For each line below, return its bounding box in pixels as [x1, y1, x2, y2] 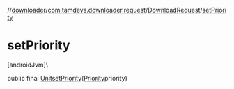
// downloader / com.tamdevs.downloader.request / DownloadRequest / [7, 6, 203, 14]
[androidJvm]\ [7, 60, 49, 69]
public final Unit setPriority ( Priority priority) [7, 74, 127, 82]
